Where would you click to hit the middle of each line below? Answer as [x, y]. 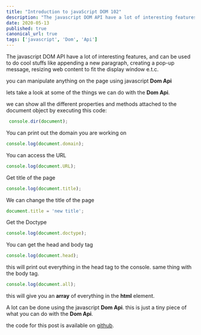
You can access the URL [36, 155]
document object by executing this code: [57, 110]
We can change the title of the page [50, 200]
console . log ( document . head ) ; [42, 256]
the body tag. [23, 273]
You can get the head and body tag [50, 245]
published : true [26, 28]
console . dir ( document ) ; [38, 121]
